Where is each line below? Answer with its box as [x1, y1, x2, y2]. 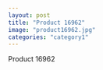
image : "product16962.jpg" [8, 26, 96, 33]
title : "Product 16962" [8, 19, 86, 26]
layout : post [8, 11, 51, 19]
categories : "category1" [8, 33, 89, 41]
